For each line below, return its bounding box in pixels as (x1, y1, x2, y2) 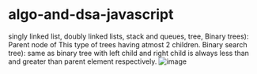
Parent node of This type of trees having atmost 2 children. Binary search (8, 39, 248, 49)
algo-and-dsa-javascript (8, 6, 174, 24)
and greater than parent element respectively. (8, 57, 157, 66)
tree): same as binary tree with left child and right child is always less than (8, 48, 249, 57)
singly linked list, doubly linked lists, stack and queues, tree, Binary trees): (8, 31, 249, 41)
